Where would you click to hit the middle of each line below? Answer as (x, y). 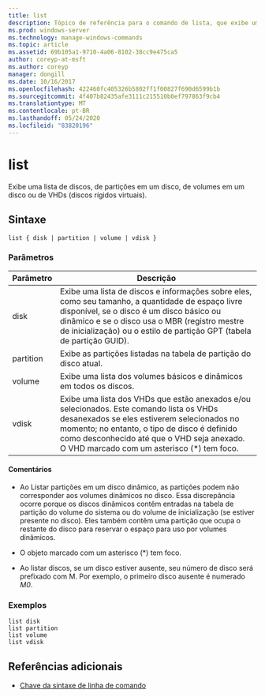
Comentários (30, 470)
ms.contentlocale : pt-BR (49, 111)
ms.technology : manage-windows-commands (76, 37)
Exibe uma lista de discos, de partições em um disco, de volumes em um (126, 186)
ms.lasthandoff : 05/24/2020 (54, 118)
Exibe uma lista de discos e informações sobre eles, (156, 291)
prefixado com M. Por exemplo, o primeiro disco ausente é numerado (132, 576)
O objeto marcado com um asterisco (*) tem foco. (100, 553)
